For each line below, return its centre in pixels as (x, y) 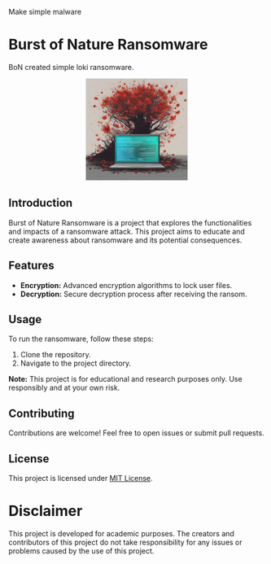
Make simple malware (45, 12)
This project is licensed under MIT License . (81, 478)
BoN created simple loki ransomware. (71, 67)
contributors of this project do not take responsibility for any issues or (125, 542)
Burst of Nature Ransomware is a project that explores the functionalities (130, 222)
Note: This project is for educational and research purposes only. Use (125, 379)
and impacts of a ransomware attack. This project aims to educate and (127, 231)
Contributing (42, 413)
